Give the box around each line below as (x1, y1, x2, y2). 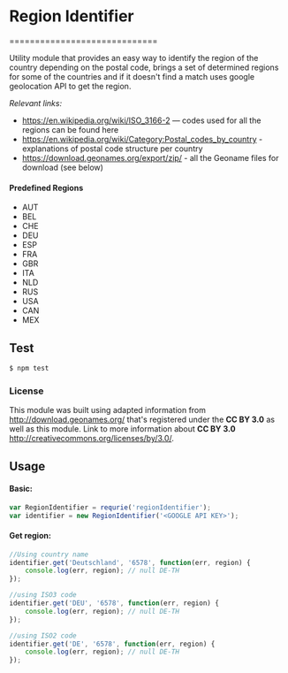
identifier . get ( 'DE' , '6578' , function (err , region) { (9, 639, 216, 648)
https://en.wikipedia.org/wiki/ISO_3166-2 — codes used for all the (21, 115, 261, 126)
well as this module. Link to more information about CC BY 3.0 (9, 424, 236, 434)
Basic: (9, 484, 33, 494)
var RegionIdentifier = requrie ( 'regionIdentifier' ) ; (9, 502, 212, 512)
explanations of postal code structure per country (21, 143, 203, 154)
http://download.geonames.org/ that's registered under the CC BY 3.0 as (9, 414, 276, 425)
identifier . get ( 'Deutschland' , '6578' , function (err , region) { (9, 558, 251, 567)
